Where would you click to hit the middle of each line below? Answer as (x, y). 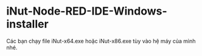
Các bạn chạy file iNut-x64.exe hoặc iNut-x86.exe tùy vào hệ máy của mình (101, 41)
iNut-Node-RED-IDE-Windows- (87, 11)
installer (27, 24)
